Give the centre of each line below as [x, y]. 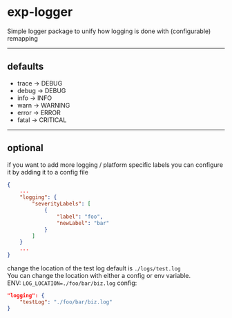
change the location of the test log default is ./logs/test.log [94, 268]
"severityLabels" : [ [61, 204]
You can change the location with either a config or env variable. [99, 276]
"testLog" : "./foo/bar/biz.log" [66, 302]
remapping [22, 38]
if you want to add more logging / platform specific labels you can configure [115, 165]
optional [25, 148]
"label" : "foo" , [80, 217]
